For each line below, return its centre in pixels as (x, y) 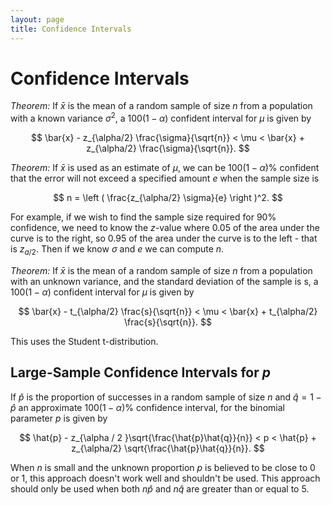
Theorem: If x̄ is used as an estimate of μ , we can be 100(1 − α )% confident (165, 168)
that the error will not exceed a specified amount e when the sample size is (165, 178)
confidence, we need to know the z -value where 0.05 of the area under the (165, 228)
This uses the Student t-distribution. (84, 341)
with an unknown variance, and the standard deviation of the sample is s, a (164, 281)
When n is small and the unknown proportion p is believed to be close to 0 (163, 467)
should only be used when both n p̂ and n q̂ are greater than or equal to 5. (160, 488)
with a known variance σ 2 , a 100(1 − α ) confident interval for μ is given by (161, 118)
